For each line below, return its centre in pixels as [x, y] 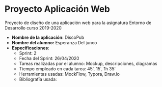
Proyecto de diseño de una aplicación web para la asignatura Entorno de [78, 23]
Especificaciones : [30, 48]
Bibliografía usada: [38, 79]
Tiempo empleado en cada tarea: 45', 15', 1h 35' [67, 69]
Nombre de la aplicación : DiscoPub [48, 37]
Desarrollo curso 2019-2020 [33, 28]
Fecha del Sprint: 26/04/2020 [49, 58]
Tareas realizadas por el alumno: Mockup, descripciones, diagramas [88, 63]
